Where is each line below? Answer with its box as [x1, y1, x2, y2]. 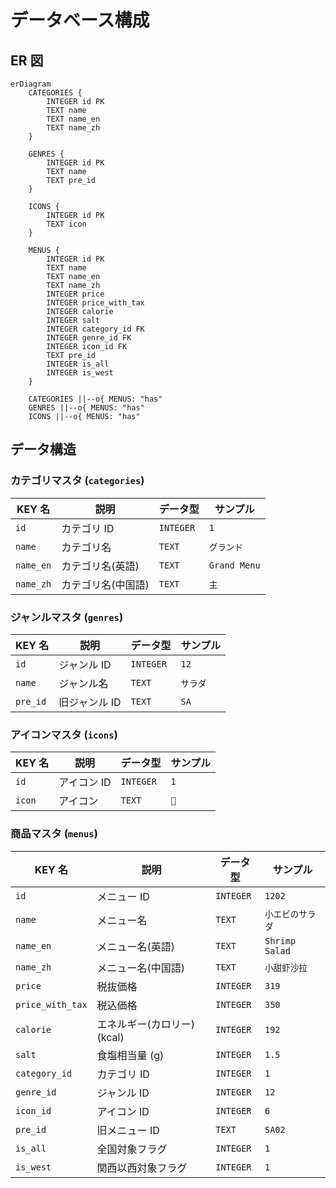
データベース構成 [10, 9, 150, 32]
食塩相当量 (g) [96, 1048, 165, 1062]
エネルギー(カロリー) [96, 1017, 196, 1031]
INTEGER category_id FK [46, 324, 145, 334]
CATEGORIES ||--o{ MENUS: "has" [28, 394, 163, 404]
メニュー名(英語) [96, 939, 176, 953]
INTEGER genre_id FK [46, 333, 132, 343]
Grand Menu [208, 559, 261, 571]
